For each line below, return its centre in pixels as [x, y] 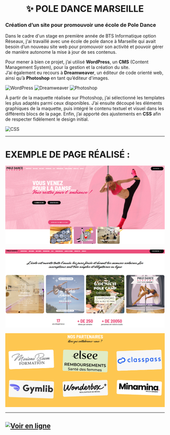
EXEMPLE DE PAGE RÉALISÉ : [68, 154]
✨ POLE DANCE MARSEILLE [85, 9]
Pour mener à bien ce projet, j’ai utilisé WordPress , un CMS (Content [77, 62]
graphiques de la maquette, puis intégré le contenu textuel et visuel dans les [85, 108]
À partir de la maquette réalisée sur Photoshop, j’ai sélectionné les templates [85, 98]
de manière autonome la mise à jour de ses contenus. [61, 52]
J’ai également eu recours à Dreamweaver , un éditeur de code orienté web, [84, 73]
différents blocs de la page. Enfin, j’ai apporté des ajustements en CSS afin [83, 114]
